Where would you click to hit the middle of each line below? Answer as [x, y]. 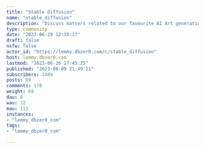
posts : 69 [19, 80]
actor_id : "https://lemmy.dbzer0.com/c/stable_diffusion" [81, 52]
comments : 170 [24, 86]
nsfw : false [21, 46]
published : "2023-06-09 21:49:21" [50, 69]
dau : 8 [15, 97]
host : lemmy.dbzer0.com [37, 57]
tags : [13, 126]
